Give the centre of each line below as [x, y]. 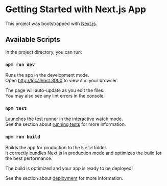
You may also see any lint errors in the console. [55, 96]
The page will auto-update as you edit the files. [55, 90]
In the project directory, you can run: [44, 52]
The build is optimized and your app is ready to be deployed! [69, 168]
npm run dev [20, 64]
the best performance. [29, 158]
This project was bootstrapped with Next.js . [51, 24]
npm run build [23, 137]
